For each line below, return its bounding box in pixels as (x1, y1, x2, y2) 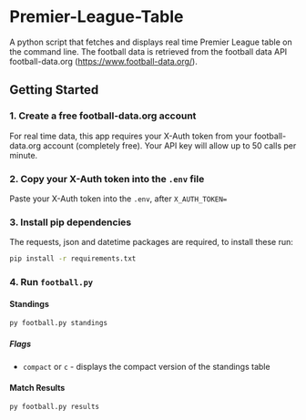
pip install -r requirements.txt (9, 254, 137, 263)
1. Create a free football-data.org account (9, 109, 197, 122)
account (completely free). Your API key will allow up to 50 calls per (42, 139, 297, 151)
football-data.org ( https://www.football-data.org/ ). (9, 56, 198, 67)
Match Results (9, 382, 66, 393)
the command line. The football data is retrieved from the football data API (9, 46, 288, 56)
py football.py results (9, 403, 100, 412)
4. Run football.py (9, 276, 94, 289)
